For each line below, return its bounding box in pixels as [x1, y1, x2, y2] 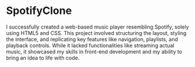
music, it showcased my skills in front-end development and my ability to [6, 48, 183, 55]
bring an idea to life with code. [6, 54, 80, 61]
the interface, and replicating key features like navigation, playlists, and [6, 36, 178, 43]
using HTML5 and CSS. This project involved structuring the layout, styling [6, 29, 187, 36]
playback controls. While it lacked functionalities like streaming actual [6, 42, 174, 49]
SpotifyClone [6, 4, 72, 17]
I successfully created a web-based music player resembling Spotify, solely [6, 23, 189, 30]
